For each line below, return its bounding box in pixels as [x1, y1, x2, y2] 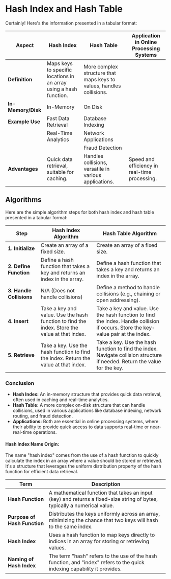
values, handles [83, 82, 121, 89]
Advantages [8, 165, 38, 172]
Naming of [8, 555, 34, 563]
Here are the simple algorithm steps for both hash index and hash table [5, 209, 154, 215]
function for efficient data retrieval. [5, 469, 78, 475]
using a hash [46, 85, 77, 92]
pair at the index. [110, 330, 151, 337]
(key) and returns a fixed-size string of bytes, [48, 496, 158, 503]
